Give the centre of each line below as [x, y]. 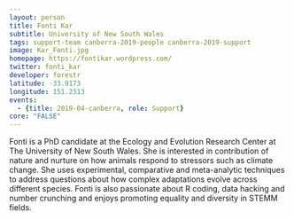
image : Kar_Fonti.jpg [49, 51]
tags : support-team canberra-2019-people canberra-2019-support [130, 42]
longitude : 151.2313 [47, 91]
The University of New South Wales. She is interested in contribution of [139, 151]
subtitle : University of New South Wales [87, 34]
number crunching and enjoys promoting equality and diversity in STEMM [143, 198]
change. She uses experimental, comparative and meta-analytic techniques [147, 170]
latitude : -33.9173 [45, 83]
